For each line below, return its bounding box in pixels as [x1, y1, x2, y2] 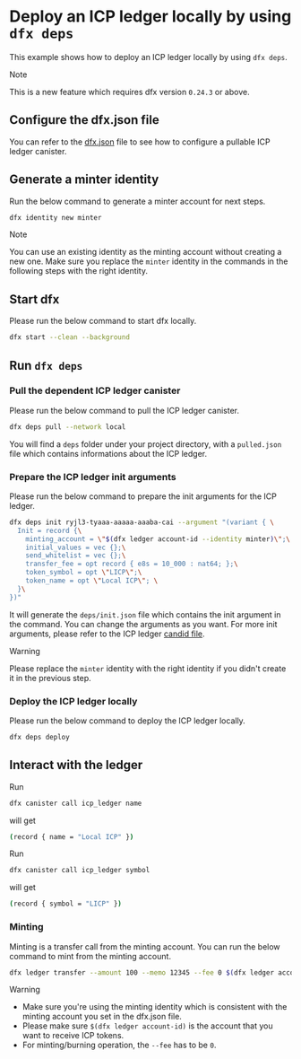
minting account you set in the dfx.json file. [21, 1011, 182, 1022]
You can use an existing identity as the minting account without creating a [9, 247, 282, 258]
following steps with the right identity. [9, 266, 148, 276]
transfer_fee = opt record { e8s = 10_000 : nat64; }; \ [25, 559, 239, 569]
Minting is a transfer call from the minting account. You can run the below [9, 941, 280, 952]
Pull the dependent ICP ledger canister [9, 384, 181, 397]
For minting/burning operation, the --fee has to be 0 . [21, 1039, 217, 1051]
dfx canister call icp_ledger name [9, 799, 142, 808]
